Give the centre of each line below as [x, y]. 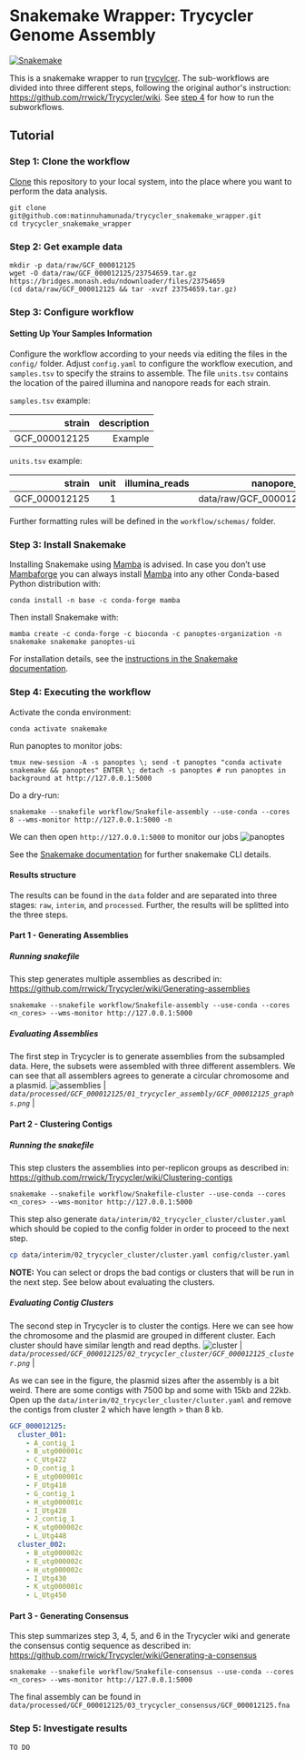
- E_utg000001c [54, 1477]
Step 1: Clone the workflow [69, 162]
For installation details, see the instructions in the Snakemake [124, 659]
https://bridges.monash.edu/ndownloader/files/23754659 [117, 281]
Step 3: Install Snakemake [68, 544]
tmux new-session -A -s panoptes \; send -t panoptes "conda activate [146, 762]
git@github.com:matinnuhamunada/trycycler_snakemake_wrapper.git [135, 216]
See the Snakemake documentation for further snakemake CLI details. [140, 854]
